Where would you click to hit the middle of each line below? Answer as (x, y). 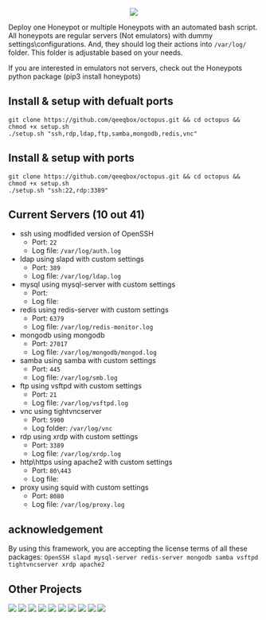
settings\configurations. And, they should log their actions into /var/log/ (127, 44)
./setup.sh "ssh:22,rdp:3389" (59, 190)
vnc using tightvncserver (61, 411)
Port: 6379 (48, 318)
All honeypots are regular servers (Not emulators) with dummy (111, 35)
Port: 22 (44, 242)
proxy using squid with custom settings (84, 487)
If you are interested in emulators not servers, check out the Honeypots (125, 68)
